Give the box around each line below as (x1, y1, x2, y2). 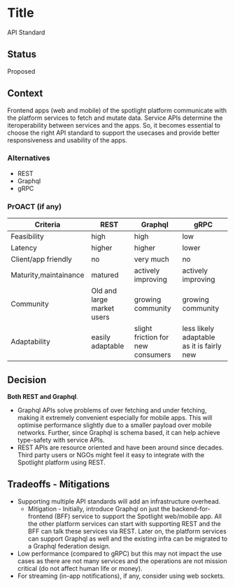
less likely (182, 324, 215, 334)
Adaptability (10, 337, 50, 346)
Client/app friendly (10, 255, 72, 264)
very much (134, 255, 170, 264)
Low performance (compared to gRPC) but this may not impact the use (17, 549, 222, 558)
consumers (134, 350, 171, 360)
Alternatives (7, 153, 50, 163)
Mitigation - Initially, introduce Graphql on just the (27, 504, 171, 513)
